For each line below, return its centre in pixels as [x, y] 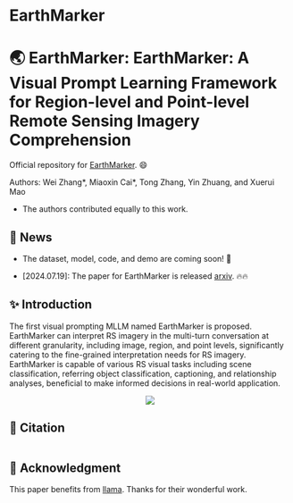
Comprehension [70, 140]
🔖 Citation [37, 428]
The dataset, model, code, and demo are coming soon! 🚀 [127, 258]
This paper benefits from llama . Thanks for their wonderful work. [128, 490]
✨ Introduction [50, 305]
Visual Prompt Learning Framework [143, 84]
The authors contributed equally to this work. [105, 209]
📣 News [31, 237]
